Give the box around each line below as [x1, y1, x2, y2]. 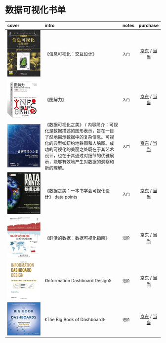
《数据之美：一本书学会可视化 [44, 188, 106, 194]
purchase [138, 23, 159, 29]
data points [54, 194, 78, 200]
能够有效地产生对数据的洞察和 [53, 159, 115, 165]
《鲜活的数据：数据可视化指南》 [44, 235, 110, 241]
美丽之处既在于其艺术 [71, 146, 115, 152]
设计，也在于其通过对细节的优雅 [44, 153, 110, 159]
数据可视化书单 [5, 4, 66, 16]
